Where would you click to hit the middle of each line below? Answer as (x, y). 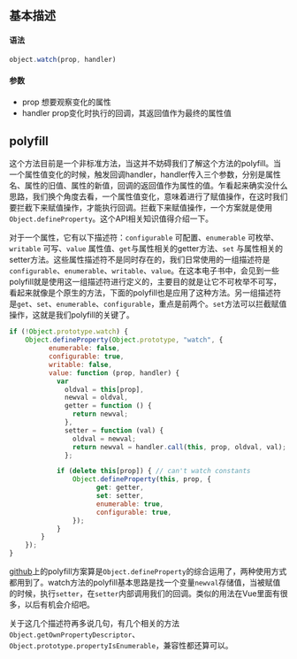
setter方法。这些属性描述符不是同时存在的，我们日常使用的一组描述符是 (140, 260)
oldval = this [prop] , (104, 389)
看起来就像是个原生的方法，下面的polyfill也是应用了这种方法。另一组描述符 (145, 293)
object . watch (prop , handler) (63, 59)
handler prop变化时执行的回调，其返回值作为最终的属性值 (127, 112)
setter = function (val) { (114, 430)
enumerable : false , (84, 349)
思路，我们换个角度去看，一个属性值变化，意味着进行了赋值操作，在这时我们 (148, 196)
